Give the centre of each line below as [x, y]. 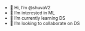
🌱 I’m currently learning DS [37, 18]
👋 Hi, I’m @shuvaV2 [30, 8]
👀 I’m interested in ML [32, 13]
